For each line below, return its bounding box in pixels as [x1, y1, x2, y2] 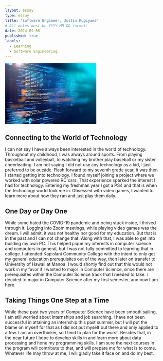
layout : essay [5, 8, 34, 13]
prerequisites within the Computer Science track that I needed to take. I [5, 271, 148, 277]
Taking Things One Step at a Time [5, 296, 109, 304]
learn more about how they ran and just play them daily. [5, 193, 117, 199]
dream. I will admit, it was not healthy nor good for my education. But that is [5, 230, 157, 236]
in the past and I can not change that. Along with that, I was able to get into [5, 235, 156, 241]
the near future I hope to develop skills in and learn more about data [5, 335, 141, 341]
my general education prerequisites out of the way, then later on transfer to [5, 256, 156, 262]
